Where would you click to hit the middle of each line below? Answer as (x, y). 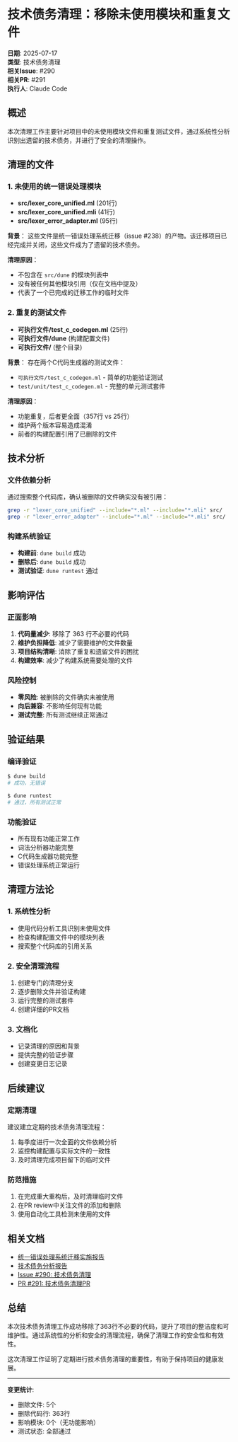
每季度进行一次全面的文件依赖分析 (67, 1142)
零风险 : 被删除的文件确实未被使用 (66, 697)
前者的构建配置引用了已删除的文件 (67, 434)
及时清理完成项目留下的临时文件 (64, 1159)
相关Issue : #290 (31, 71)
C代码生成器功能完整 (48, 856)
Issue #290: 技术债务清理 (54, 1275)
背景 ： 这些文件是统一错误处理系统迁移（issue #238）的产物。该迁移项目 (114, 236)
